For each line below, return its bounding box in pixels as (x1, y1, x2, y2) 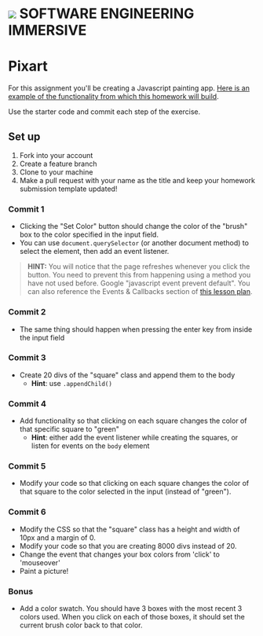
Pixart (8, 57, 49, 75)
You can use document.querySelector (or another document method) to (19, 238, 250, 248)
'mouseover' (19, 557, 60, 567)
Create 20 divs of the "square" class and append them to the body (19, 370, 236, 380)
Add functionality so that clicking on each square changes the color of (19, 416, 247, 425)
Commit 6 (8, 506, 46, 517)
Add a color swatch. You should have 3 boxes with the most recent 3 (19, 604, 243, 613)
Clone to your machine (19, 167, 93, 177)
